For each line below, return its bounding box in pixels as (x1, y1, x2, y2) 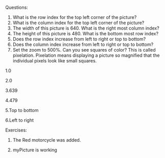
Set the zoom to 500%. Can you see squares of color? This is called (12, 47, 156, 53)
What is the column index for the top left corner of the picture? (12, 20, 145, 26)
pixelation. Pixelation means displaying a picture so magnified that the (12, 52, 160, 58)
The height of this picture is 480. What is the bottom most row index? (12, 31, 159, 36)
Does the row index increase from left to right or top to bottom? (12, 36, 146, 42)
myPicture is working (12, 147, 57, 153)
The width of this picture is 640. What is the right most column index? (12, 25, 159, 31)
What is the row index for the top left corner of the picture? (12, 14, 137, 20)
